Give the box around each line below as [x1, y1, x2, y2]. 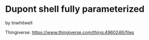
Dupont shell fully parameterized [5, 3, 145, 15]
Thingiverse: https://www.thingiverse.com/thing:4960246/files [5, 29, 134, 35]
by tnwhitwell [5, 20, 33, 26]
